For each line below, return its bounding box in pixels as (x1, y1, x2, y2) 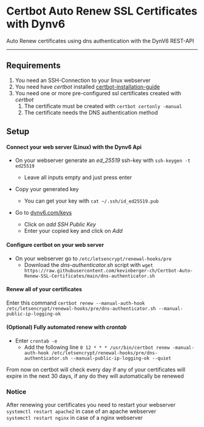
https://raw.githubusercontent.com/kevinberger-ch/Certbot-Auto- (24, 267, 193, 274)
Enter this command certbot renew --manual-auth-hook (6, 299, 145, 306)
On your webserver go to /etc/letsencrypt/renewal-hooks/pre (15, 255, 172, 262)
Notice (6, 387, 27, 395)
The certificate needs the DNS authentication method (24, 109, 158, 116)
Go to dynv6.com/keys (15, 209, 72, 217)
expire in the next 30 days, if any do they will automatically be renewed (6, 372, 184, 380)
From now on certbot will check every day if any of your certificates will (6, 366, 186, 373)
